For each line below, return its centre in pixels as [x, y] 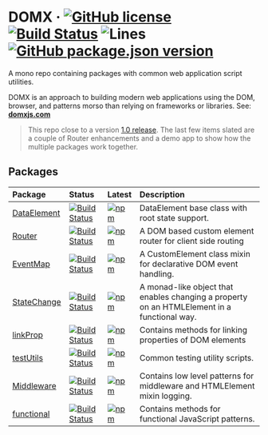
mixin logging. [166, 396]
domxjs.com [30, 114]
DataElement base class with [193, 208]
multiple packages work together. [83, 146]
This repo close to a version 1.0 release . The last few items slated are [141, 130]
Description [162, 194]
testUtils [28, 357]
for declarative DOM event [189, 264]
